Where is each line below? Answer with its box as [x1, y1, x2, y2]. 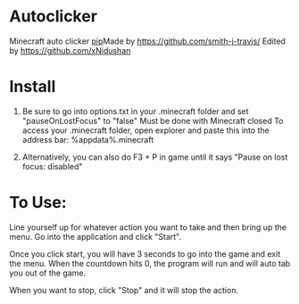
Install [9, 77, 56, 97]
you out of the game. [9, 267, 87, 278]
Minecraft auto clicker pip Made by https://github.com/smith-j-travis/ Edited [9, 36, 286, 46]
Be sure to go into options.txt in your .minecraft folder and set [21, 105, 249, 117]
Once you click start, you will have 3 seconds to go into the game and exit [9, 248, 281, 259]
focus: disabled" [21, 160, 83, 171]
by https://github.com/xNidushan [9, 45, 131, 55]
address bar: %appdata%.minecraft [21, 134, 154, 144]
